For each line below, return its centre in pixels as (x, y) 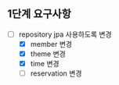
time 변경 (45, 64)
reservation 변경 (56, 73)
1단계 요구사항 (39, 14)
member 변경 (51, 44)
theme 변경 (48, 54)
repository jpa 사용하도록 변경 (65, 34)
